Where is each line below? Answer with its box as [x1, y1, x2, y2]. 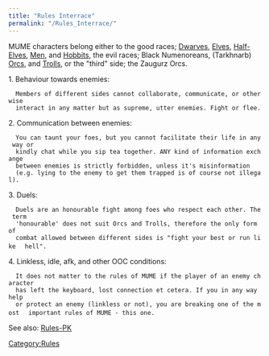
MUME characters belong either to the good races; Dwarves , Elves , [8, 41, 232, 51]
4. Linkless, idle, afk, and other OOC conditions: [8, 256, 167, 266]
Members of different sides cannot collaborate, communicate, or [15, 89, 240, 97]
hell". [24, 242, 47, 250]
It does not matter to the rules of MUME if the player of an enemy [15, 271, 250, 280]
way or [11, 140, 35, 149]
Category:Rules [8, 338, 60, 348]
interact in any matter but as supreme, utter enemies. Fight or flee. [15, 104, 262, 112]
